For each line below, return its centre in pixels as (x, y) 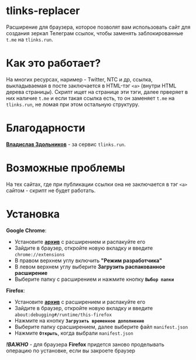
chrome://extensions (39, 254)
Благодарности (46, 128)
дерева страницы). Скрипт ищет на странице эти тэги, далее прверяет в (97, 91)
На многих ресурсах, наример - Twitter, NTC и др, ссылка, (80, 79)
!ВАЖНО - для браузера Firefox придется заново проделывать (85, 344)
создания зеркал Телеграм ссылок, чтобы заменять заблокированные (94, 33)
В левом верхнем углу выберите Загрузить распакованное (90, 266)
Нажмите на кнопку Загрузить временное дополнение (79, 320)
